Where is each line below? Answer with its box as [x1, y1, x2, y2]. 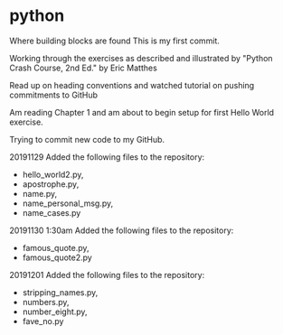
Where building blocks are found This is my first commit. [9, 35, 220, 46]
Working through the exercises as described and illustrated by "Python [9, 52, 273, 63]
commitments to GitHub [9, 89, 98, 100]
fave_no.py [22, 315, 64, 326]
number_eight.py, [22, 306, 88, 317]
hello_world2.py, [22, 169, 84, 180]
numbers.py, [22, 296, 70, 307]
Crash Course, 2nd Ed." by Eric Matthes [9, 62, 158, 73]
